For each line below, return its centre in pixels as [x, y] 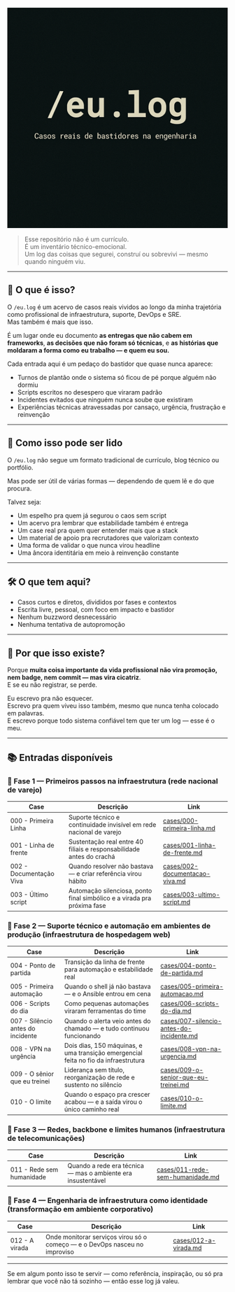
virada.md [187, 1248]
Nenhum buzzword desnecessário [67, 617]
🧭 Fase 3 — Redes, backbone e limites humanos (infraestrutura [116, 1129]
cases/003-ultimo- [192, 894]
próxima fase [87, 906]
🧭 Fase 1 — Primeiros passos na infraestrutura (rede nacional [113, 781]
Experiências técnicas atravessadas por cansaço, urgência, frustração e [121, 407]
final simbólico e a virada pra [110, 898]
